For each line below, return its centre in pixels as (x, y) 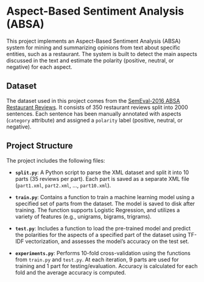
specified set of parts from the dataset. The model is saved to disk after (105, 203)
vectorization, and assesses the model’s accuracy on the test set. (107, 241)
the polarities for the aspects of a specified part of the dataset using (101, 234)
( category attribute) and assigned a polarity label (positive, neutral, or (95, 120)
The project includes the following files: (56, 160)
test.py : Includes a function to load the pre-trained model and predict (103, 228)
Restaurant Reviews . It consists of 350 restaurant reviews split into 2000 (97, 107)
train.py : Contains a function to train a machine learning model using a (105, 197)
